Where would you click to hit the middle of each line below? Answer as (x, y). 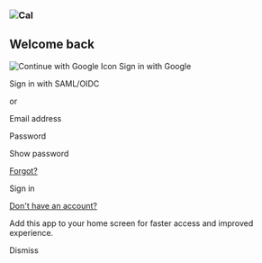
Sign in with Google (155, 66)
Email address (36, 118)
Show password (39, 153)
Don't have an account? (53, 205)
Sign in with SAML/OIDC (54, 83)
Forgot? (23, 170)
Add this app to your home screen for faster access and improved (131, 223)
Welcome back (52, 45)
